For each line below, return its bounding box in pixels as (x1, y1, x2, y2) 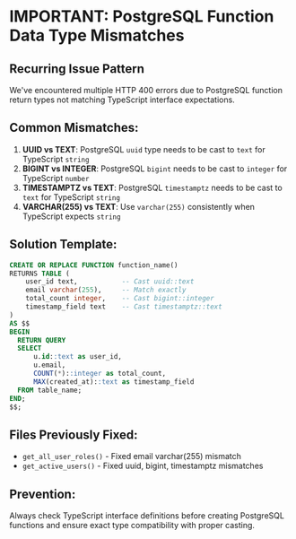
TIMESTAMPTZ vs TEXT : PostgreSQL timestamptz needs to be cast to (22, 182, 283, 193)
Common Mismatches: (9, 120, 139, 135)
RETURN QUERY (17, 335, 66, 344)
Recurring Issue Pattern (9, 61, 145, 76)
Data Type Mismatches (9, 25, 185, 46)
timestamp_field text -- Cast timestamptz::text (25, 302, 222, 311)
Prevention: (9, 486, 76, 501)
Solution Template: (9, 237, 118, 252)
